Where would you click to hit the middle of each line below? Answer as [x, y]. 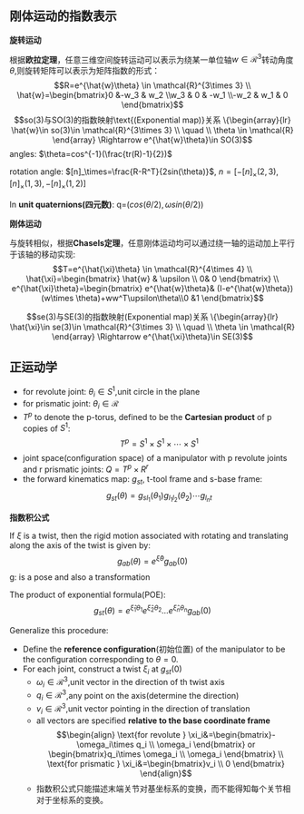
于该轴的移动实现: [43, 255]
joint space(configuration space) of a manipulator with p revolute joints [155, 458]
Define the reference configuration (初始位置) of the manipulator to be [154, 649]
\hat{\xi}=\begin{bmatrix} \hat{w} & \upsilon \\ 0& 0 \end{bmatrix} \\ [152, 279]
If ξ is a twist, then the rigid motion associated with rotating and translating [149, 535]
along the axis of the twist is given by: [80, 545]
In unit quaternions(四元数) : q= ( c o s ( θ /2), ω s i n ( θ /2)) [107, 205]
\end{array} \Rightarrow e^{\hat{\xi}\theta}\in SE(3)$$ [152, 337]
